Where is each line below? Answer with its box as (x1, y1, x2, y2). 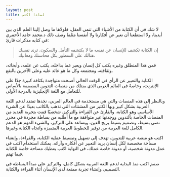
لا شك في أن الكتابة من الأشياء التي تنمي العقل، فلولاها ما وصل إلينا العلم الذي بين (6, 26, 159, 32)
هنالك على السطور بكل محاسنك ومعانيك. (18, 52, 96, 58)
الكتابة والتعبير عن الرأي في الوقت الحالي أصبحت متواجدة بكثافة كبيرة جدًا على (6, 77, 153, 83)
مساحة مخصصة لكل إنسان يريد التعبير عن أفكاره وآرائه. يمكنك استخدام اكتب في (6, 140, 156, 146)
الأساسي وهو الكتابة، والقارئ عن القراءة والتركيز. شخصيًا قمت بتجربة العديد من (6, 109, 154, 115)
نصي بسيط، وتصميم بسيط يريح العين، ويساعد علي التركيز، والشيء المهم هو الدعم (6, 119, 160, 125)
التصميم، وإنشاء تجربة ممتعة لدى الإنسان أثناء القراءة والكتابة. (6, 166, 120, 172)
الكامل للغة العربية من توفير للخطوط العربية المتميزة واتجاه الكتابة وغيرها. (6, 125, 144, 131)
